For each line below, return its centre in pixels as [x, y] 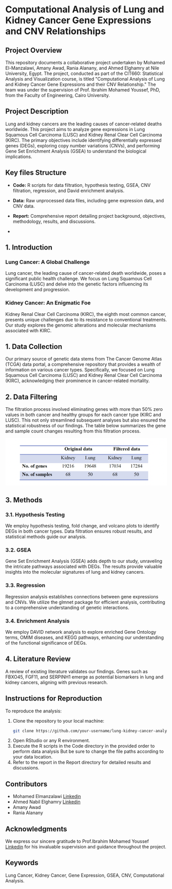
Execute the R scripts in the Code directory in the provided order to [84, 746]
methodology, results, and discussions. [54, 221]
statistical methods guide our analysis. [46, 537]
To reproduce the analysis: [33, 711]
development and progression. [38, 290]
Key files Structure [36, 173]
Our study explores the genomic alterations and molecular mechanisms [81, 325]
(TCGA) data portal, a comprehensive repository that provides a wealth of [83, 364]
